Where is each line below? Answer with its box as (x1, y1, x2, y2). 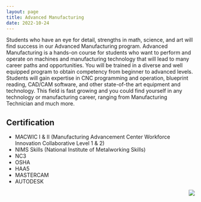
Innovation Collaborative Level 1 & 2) (14, 140, 105, 147)
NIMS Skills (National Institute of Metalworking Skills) (14, 146, 146, 153)
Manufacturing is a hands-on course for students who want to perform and (6, 49, 191, 56)
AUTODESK (14, 178, 44, 185)
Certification (6, 117, 55, 128)
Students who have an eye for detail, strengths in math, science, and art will (6, 37, 193, 44)
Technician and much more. (6, 100, 75, 107)
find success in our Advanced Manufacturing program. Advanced (6, 43, 168, 50)
